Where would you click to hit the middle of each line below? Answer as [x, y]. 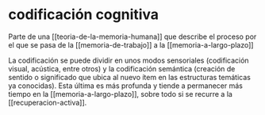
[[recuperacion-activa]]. [48, 102]
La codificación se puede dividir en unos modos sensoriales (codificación [129, 60]
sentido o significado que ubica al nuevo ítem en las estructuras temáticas [130, 77]
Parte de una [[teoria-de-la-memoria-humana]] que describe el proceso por [132, 36]
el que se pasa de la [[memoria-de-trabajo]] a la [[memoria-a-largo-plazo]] [131, 44]
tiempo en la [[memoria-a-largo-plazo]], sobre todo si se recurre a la [120, 94]
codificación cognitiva [84, 15]
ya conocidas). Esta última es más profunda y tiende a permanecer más [126, 86]
